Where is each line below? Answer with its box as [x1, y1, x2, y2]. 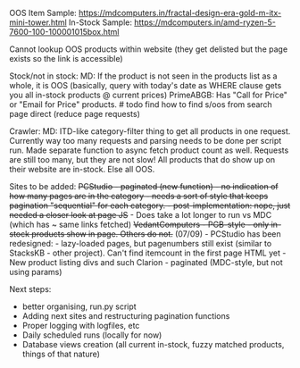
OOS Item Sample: [9, 8, 78, 18]
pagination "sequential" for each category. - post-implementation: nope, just [9, 200, 291, 211]
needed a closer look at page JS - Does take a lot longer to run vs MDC [9, 210, 272, 220]
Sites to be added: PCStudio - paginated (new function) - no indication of [9, 181, 279, 191]
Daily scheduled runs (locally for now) [21, 330, 162, 340]
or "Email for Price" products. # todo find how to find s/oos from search [9, 99, 272, 110]
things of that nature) [21, 348, 101, 359]
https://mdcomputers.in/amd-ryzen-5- [133, 17, 277, 28]
